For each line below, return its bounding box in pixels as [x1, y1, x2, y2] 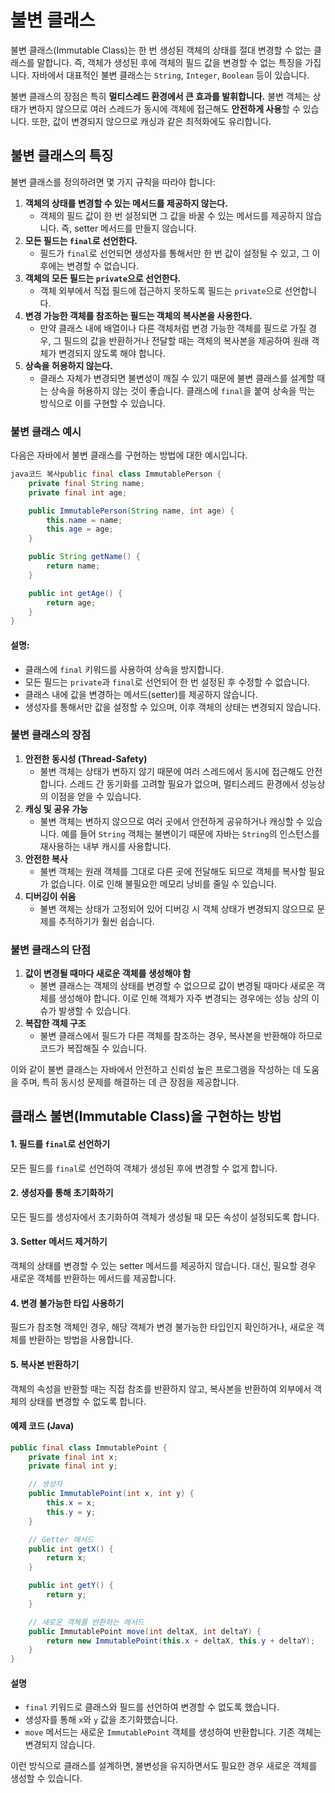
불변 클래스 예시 [10, 424, 82, 438]
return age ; [46, 597, 97, 608]
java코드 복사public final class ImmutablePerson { [10, 469, 222, 480]
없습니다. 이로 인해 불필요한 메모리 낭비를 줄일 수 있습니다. [50, 877, 277, 890]
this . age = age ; [46, 524, 114, 535]
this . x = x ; [46, 1498, 97, 1508]
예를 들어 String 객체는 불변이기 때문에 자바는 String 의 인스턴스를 [61, 827, 320, 840]
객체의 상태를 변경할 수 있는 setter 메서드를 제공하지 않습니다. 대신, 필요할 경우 [10, 1260, 317, 1272]
